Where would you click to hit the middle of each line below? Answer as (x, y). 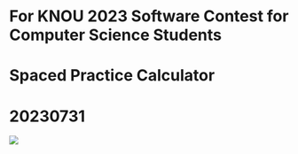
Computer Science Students (116, 35)
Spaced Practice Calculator (112, 76)
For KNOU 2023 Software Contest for (149, 16)
